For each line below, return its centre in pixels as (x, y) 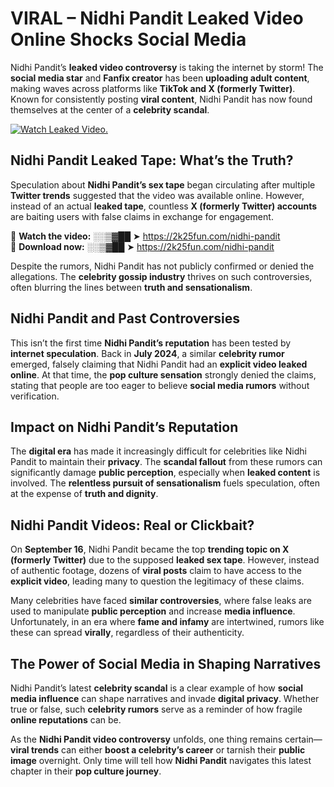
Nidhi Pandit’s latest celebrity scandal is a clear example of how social (157, 688)
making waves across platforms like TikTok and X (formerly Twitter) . (153, 88)
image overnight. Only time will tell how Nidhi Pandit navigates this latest (161, 760)
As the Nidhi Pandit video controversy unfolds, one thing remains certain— (166, 739)
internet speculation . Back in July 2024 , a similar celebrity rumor (147, 353)
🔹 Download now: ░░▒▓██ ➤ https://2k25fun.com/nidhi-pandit (142, 246)
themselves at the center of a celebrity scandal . (110, 109)
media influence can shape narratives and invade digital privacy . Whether (165, 698)
